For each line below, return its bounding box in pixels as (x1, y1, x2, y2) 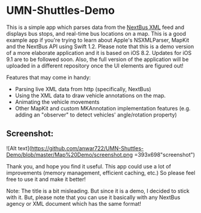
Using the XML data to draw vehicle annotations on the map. (14, 92, 166, 99)
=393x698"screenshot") (134, 151, 195, 158)
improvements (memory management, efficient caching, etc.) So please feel (6, 169, 196, 176)
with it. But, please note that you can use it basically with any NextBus (6, 194, 180, 201)
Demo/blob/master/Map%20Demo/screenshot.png (6, 151, 133, 158)
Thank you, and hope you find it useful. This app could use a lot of (6, 162, 171, 170)
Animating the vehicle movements (14, 98, 100, 106)
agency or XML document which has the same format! (6, 200, 142, 207)
